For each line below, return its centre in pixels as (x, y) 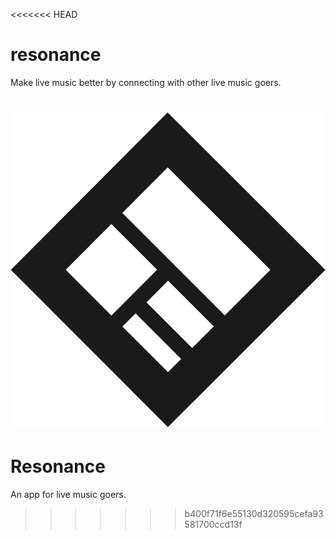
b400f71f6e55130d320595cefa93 (254, 514)
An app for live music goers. (68, 495)
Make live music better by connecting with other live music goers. (146, 82)
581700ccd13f (213, 525)
